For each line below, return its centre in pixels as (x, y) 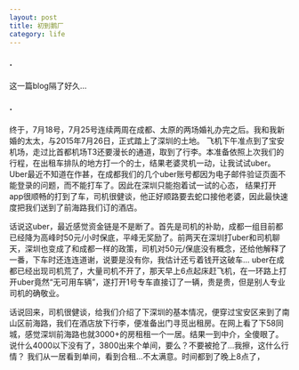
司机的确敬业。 (36, 293)
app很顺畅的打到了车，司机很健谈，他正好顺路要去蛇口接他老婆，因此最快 (145, 196)
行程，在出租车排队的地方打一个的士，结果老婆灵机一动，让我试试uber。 (142, 163)
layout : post (33, 17)
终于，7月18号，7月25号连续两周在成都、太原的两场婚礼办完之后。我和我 (143, 129)
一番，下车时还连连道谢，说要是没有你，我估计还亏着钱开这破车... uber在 (143, 260)
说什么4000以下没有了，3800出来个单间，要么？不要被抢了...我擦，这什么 (145, 345)
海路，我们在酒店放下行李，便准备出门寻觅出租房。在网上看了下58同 (158, 323)
